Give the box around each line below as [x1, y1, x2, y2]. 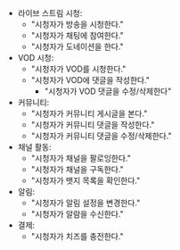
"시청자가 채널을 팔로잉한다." [30, 153, 131, 163]
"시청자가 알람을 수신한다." [30, 209, 125, 219]
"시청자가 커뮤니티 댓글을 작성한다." [30, 120, 155, 129]
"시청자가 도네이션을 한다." [30, 41, 125, 52]
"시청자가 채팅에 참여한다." [30, 30, 125, 40]
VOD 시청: [17, 53, 54, 62]
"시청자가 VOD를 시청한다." [30, 63, 127, 74]
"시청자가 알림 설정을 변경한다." [30, 197, 141, 208]
